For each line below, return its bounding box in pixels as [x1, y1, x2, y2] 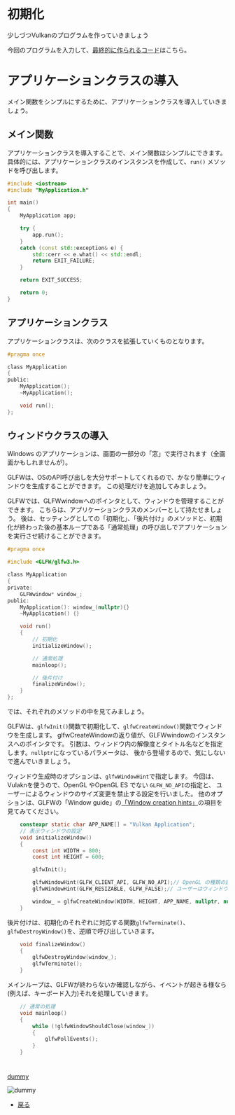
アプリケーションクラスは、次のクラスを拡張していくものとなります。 [7, 337, 208, 345]
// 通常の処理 [20, 1003, 56, 1011]
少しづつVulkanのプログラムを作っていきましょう [7, 31, 149, 39]
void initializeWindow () [20, 834, 92, 841]
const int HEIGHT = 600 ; [32, 854, 105, 861]
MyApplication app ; [20, 212, 77, 219]
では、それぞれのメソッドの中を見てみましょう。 [7, 707, 148, 716]
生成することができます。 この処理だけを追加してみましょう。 [31, 482, 211, 490]
